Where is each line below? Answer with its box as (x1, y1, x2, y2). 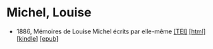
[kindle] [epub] (16, 34, 59, 42)
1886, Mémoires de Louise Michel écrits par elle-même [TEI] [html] (16, 27, 206, 35)
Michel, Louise (6, 5, 92, 20)
